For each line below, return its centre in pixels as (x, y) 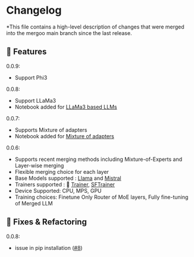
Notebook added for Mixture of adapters (64, 136)
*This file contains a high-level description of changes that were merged (95, 27)
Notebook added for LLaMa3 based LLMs (66, 107)
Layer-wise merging (39, 165)
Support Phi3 (31, 77)
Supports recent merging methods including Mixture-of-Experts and (98, 159)
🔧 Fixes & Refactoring (47, 222)
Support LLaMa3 (35, 100)
